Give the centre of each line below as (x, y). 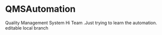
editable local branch (27, 28)
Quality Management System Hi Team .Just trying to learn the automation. (81, 23)
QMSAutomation (40, 9)
